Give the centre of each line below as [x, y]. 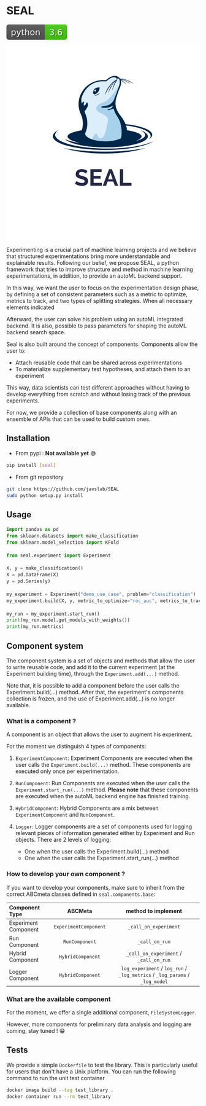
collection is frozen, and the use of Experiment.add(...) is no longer [91, 699]
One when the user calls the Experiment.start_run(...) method [101, 858]
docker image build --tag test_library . [60, 1090]
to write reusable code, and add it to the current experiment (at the [91, 667]
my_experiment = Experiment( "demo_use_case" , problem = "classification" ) [101, 594]
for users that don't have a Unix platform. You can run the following [91, 1071]
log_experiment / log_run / [154, 968]
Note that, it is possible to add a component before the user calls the [93, 685]
